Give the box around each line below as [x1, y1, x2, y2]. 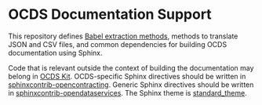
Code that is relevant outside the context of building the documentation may [8, 63, 254, 72]
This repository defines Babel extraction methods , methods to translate [8, 31, 238, 41]
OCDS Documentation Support [8, 5, 212, 24]
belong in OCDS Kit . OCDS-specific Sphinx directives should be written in [8, 71, 246, 81]
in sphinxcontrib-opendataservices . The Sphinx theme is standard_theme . [8, 88, 247, 97]
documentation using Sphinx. [8, 48, 104, 57]
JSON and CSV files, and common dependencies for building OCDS [8, 39, 227, 49]
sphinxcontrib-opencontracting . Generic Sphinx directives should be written [8, 80, 254, 89]
